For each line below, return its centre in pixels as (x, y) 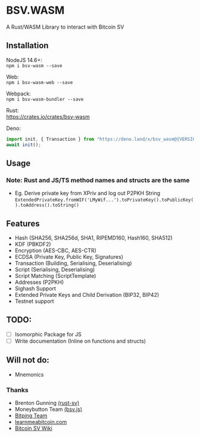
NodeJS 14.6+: (24, 60)
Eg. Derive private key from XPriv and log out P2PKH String (87, 193)
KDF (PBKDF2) (33, 244)
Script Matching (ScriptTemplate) (55, 276)
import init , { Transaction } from (50, 139)
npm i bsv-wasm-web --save (40, 82)
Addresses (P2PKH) (39, 282)
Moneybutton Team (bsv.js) (48, 410)
